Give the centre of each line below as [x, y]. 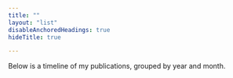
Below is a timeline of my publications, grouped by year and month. [117, 66]
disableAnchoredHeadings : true [59, 30]
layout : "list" [33, 23]
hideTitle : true [35, 37]
